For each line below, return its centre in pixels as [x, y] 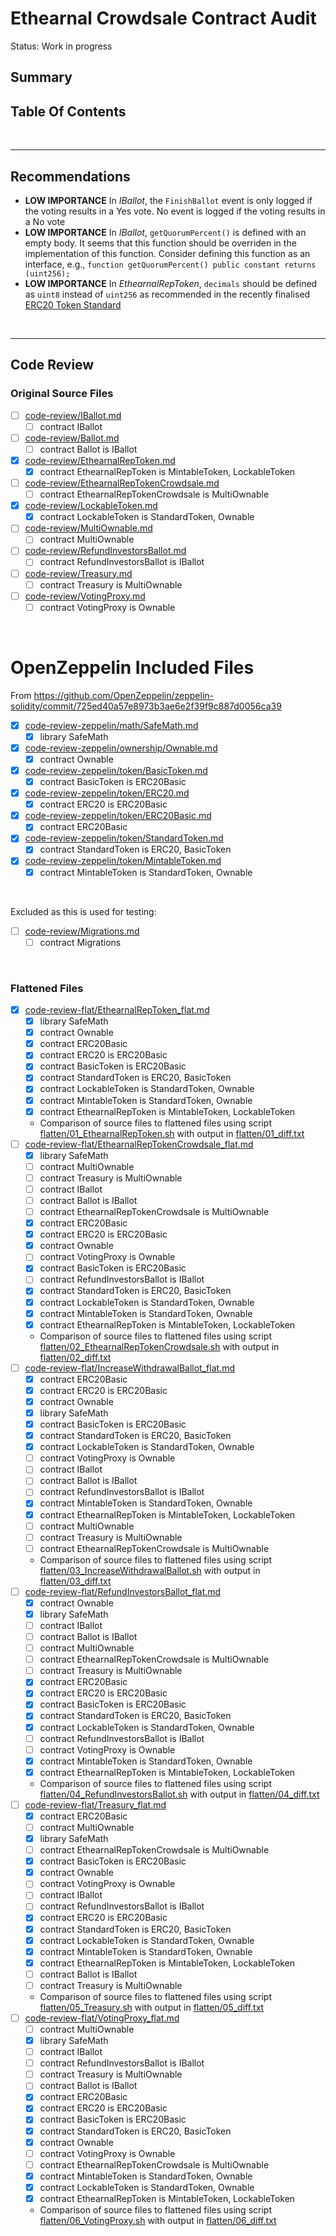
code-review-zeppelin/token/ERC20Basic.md [118, 816]
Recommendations [70, 176]
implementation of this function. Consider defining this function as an [167, 253]
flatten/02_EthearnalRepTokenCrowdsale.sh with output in [159, 1346]
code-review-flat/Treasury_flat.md [95, 1804]
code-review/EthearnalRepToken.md [100, 460]
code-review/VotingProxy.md [85, 596]
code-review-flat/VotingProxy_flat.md [102, 2018]
